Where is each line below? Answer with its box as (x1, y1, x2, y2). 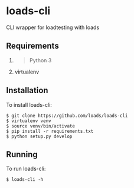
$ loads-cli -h (6, 177, 44, 183)
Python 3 (29, 56, 52, 63)
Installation (6, 85, 48, 95)
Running (6, 149, 38, 160)
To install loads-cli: (6, 101, 52, 108)
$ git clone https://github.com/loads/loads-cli (6, 113, 128, 119)
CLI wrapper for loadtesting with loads (6, 24, 100, 31)
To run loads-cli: (6, 165, 46, 173)
